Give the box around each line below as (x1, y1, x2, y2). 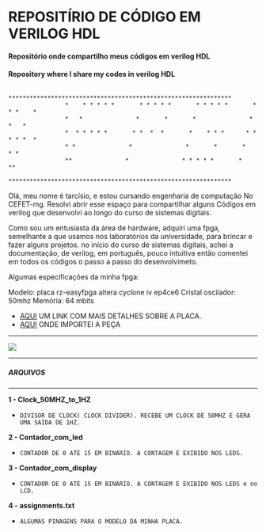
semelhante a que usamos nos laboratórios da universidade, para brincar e (8, 231, 253, 241)
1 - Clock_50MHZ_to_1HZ (8, 394, 91, 404)
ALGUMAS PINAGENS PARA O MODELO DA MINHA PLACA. (19, 517, 184, 526)
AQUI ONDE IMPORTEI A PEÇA (19, 319, 121, 329)
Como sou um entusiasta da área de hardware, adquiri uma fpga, (8, 222, 220, 233)
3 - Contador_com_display (8, 463, 97, 473)
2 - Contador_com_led (8, 432, 83, 442)
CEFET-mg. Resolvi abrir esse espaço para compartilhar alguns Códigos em (8, 199, 256, 209)
